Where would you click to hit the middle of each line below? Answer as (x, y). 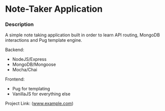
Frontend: (15, 79)
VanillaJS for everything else (41, 94)
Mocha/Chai (25, 70)
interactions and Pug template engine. (44, 40)
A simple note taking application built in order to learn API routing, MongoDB (82, 35)
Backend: (15, 50)
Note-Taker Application (54, 9)
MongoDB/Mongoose (34, 64)
